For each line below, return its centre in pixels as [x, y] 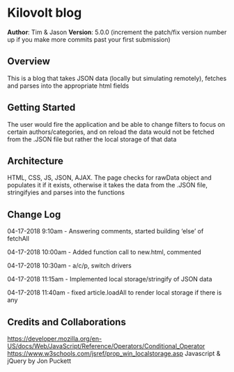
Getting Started [41, 108]
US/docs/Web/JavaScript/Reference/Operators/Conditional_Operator [106, 346]
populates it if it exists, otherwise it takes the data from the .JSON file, [107, 185]
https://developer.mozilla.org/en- [55, 339]
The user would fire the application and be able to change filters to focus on [116, 124]
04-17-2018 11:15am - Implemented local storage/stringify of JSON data [110, 279]
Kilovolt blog [45, 13]
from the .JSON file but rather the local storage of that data [92, 139]
